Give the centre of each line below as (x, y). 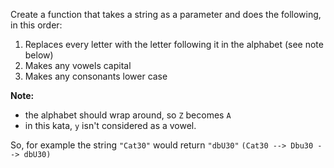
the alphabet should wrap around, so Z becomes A (128, 115)
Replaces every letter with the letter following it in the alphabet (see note (174, 44)
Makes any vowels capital (78, 65)
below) (39, 55)
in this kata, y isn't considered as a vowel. (110, 125)
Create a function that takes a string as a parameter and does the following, (166, 14)
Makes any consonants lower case (96, 76)
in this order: (36, 25)
